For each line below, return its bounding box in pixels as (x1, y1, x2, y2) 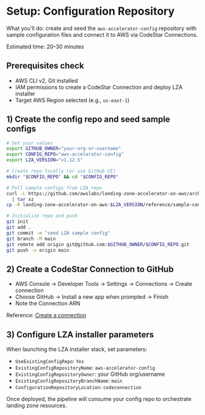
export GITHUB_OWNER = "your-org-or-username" (6, 146, 121, 152)
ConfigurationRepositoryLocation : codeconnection (15, 384, 142, 391)
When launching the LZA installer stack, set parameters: (6, 346, 148, 353)
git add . (6, 225, 32, 231)
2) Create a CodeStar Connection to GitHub (6, 264, 174, 274)
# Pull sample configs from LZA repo (6, 185, 103, 191)
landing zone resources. (6, 402, 67, 409)
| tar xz (12, 196, 34, 203)
